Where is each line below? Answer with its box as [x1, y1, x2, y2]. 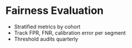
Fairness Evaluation [5, 4, 104, 17]
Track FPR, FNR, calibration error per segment [13, 29, 126, 36]
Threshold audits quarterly [13, 35, 79, 42]
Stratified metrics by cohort [13, 23, 81, 30]
